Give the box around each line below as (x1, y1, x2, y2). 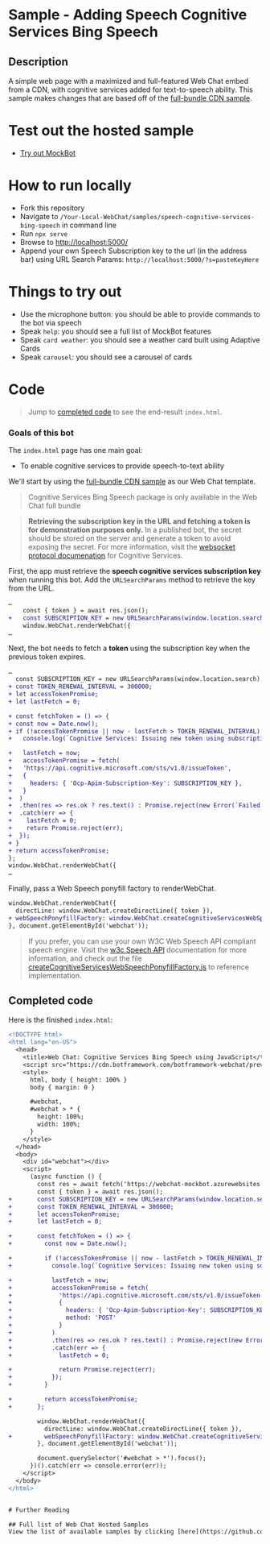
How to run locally (8, 176, 132, 195)
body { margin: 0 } (29, 1083, 95, 1091)
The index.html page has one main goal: (8, 446, 143, 455)
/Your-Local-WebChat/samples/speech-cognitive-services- (59, 213, 255, 221)
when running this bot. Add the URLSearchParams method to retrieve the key (8, 575, 256, 585)
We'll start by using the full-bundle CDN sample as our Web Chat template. (8, 477, 256, 487)
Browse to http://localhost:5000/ (19, 237, 129, 247)
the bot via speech (19, 318, 82, 327)
